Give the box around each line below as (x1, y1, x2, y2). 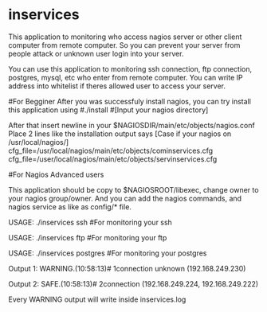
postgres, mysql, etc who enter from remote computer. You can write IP (8, 72, 243, 82)
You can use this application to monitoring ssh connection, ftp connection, (8, 64, 253, 73)
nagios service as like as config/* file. (8, 201, 132, 212)
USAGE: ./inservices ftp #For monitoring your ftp (8, 232, 167, 242)
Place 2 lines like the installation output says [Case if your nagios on (8, 129, 232, 138)
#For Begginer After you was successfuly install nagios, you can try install (8, 96, 251, 106)
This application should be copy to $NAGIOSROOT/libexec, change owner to (8, 185, 259, 194)
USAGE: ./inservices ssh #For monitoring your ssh (8, 217, 173, 227)
